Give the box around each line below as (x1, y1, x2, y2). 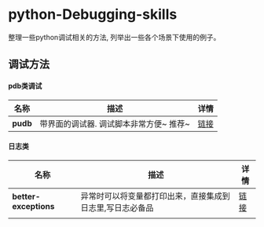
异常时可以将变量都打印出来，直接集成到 (80, 190, 230, 201)
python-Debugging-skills (8, 5, 178, 24)
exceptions (12, 200, 55, 211)
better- (12, 191, 41, 202)
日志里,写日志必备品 (80, 202, 154, 213)
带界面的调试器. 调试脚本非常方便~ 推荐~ (39, 118, 190, 129)
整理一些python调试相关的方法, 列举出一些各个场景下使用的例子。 (8, 32, 221, 42)
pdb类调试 (8, 81, 42, 90)
